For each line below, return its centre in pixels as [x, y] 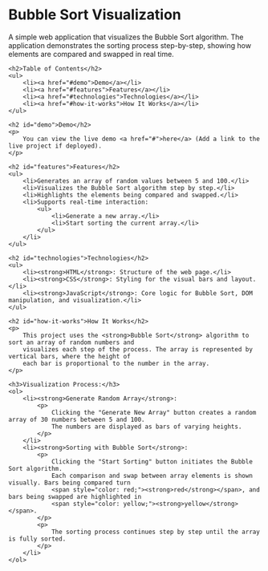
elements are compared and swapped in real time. [91, 54]
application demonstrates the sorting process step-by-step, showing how [130, 45]
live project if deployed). [55, 146]
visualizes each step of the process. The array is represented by [138, 349]
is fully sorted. [37, 539]
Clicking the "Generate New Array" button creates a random [154, 412]
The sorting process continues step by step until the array [156, 532]
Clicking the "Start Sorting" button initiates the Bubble [152, 462]
